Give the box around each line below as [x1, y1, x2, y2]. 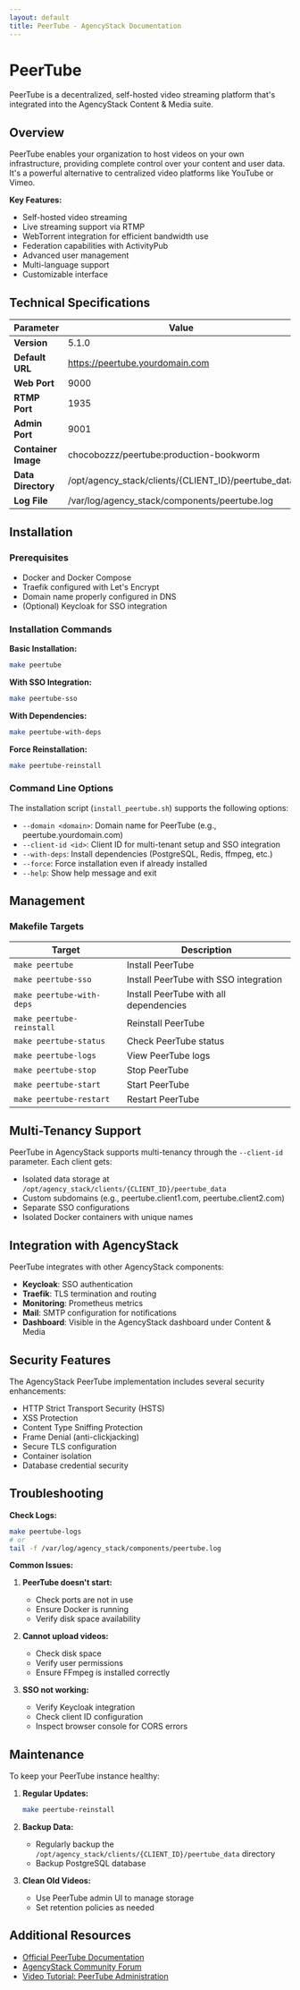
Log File [13, 494, 48, 507]
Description [180, 944, 232, 956]
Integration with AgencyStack [9, 1237, 179, 1253]
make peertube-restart [13, 1094, 110, 1104]
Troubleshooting [9, 1486, 104, 1501]
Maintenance [9, 1747, 85, 1762]
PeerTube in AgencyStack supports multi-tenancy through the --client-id [9, 1147, 284, 1157]
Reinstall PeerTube [126, 1017, 205, 1029]
